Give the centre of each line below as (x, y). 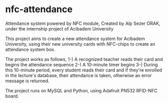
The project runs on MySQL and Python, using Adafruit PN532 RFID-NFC (81, 90)
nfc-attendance (39, 9)
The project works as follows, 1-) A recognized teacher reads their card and (84, 59)
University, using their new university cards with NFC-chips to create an (80, 44)
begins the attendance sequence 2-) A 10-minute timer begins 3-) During (81, 64)
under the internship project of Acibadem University (59, 28)
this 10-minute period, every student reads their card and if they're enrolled (84, 70)
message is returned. (27, 81)
